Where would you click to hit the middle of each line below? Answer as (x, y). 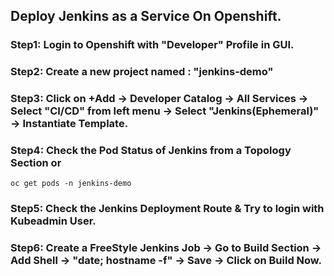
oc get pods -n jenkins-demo (71, 184)
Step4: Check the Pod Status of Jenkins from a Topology (151, 151)
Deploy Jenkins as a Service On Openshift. (146, 16)
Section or (36, 163)
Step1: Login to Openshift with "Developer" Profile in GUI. (152, 45)
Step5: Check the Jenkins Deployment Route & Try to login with (167, 209)
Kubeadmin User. (53, 221)
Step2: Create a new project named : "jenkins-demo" (142, 72)
